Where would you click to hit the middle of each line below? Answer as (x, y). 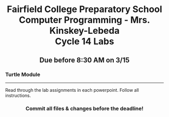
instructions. (18, 95)
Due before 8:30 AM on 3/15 (84, 60)
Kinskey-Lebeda (84, 31)
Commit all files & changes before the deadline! (84, 108)
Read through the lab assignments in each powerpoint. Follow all (72, 90)
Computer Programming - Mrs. (84, 20)
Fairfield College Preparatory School (84, 9)
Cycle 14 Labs (84, 42)
